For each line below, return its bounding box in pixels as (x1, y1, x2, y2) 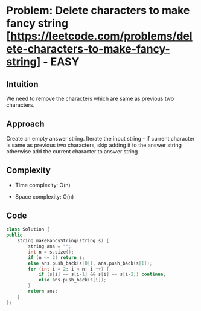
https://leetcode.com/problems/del (10, 30, 193, 43)
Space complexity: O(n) (14, 193, 74, 200)
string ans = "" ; (28, 243, 71, 249)
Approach (6, 119, 45, 129)
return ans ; (28, 288, 59, 295)
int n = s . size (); (28, 249, 74, 255)
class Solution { (6, 226, 50, 232)
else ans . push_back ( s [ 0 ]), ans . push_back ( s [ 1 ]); (28, 260, 153, 266)
